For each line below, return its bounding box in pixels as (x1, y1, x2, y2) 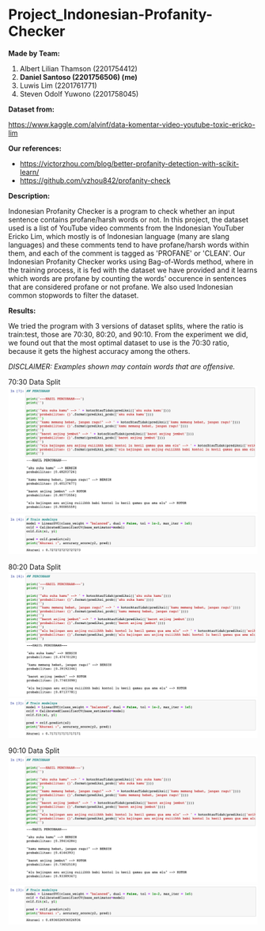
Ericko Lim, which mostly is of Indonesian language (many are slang (8, 231, 229, 241)
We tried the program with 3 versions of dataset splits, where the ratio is (8, 321, 244, 330)
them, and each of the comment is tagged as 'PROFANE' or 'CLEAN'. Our (8, 248, 246, 258)
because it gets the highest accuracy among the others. (8, 346, 191, 355)
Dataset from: (8, 104, 55, 114)
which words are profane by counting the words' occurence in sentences (8, 273, 247, 283)
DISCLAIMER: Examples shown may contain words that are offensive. (8, 362, 236, 371)
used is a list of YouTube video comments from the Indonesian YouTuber (8, 223, 244, 233)
